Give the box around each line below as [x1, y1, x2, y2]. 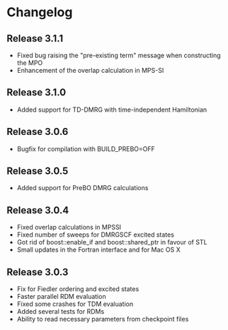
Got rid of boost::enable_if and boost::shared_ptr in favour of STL [16, 238, 207, 247]
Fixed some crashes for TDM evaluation [16, 300, 134, 308]
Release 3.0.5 [6, 165, 69, 177]
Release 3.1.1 [6, 33, 64, 45]
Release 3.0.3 [6, 266, 69, 278]
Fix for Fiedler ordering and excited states [16, 285, 139, 293]
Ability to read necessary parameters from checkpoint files [16, 315, 189, 324]
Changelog [6, 4, 73, 20]
